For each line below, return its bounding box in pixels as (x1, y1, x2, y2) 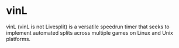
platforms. (6, 35, 31, 42)
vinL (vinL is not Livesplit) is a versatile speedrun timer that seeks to (6, 23, 170, 30)
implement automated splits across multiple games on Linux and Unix (6, 29, 174, 36)
